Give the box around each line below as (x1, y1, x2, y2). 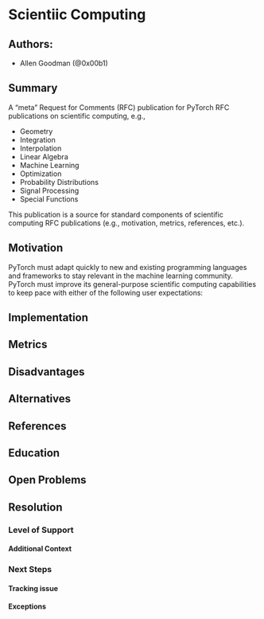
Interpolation (19, 143, 62, 153)
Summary (8, 81, 58, 95)
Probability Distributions (19, 177, 99, 186)
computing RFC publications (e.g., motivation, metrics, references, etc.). (8, 217, 245, 228)
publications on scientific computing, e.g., (8, 111, 146, 120)
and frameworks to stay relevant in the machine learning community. (8, 271, 233, 280)
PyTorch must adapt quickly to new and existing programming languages (8, 262, 247, 272)
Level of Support (8, 524, 74, 535)
